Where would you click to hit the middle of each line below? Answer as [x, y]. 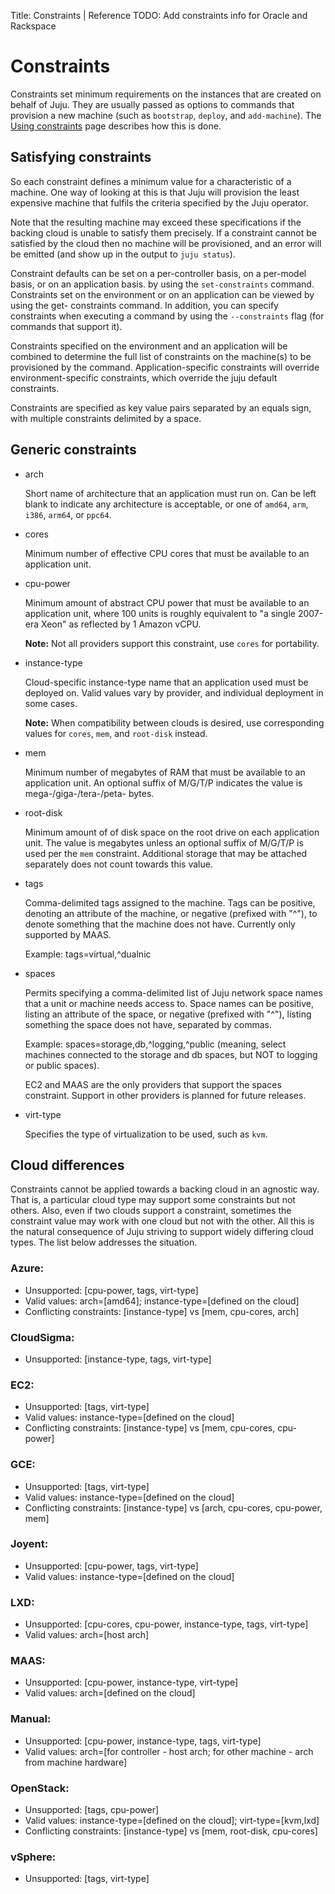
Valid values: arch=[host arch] [87, 1635]
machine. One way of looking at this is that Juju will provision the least [155, 192]
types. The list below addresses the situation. [104, 1242]
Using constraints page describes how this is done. [116, 126]
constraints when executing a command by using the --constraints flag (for [167, 316]
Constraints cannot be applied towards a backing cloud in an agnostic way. [165, 1189]
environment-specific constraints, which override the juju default [144, 377]
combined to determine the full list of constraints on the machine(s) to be [161, 356]
